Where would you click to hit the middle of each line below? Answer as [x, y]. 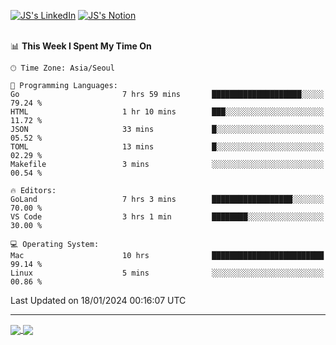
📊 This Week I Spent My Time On [81, 46]
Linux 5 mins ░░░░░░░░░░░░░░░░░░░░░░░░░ [167, 273]
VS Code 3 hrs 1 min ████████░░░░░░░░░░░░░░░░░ [167, 217]
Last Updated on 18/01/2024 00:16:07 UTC [98, 300]
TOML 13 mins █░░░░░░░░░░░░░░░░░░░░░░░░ [167, 147]
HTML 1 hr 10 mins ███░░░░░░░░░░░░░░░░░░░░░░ [167, 112]
